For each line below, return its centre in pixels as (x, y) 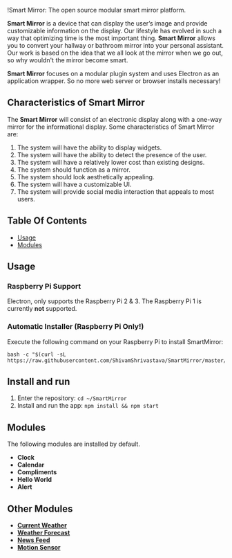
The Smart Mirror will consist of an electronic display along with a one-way (115, 119)
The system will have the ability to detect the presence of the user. (112, 154)
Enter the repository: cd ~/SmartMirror (72, 398)
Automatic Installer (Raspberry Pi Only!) (76, 327)
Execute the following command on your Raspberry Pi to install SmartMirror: (115, 341)
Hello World (35, 480)
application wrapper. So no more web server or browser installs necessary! (114, 81)
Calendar (31, 465)
